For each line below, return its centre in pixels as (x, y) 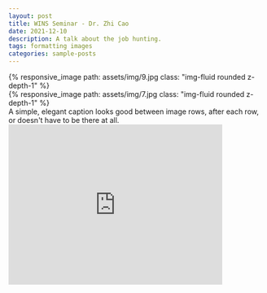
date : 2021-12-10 (38, 31)
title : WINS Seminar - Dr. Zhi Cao (69, 24)
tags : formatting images (50, 46)
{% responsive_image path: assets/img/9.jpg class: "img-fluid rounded (127, 77)
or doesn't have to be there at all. (64, 120)
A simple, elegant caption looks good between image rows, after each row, (133, 112)
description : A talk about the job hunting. (85, 39)
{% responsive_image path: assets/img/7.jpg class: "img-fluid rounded (127, 94)
